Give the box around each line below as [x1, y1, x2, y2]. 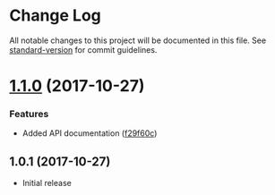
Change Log [9, 5, 101, 26]
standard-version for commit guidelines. [9, 44, 158, 55]
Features [9, 108, 49, 121]
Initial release [21, 178, 72, 189]
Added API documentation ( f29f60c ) [21, 128, 158, 139]
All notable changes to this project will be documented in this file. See [9, 35, 267, 46]
